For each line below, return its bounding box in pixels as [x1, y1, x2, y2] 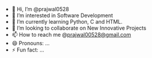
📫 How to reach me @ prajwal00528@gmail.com [11, 31, 131, 38]
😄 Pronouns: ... [11, 40, 50, 47]
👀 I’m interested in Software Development [11, 12, 114, 19]
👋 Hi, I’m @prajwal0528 [11, 6, 69, 12]
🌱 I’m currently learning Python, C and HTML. [11, 18, 123, 25]
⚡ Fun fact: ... [11, 46, 44, 53]
